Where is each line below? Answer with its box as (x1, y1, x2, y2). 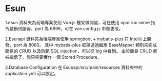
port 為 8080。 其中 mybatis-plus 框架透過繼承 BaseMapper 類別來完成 (13, 42, 157, 48)
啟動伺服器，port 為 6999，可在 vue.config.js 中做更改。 (9, 25, 123, 32)
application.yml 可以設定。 (5, 70, 59, 76)
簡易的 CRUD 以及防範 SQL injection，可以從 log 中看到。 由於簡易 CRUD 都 (5, 48, 158, 54)
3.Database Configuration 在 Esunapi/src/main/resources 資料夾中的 (5, 64, 143, 70)
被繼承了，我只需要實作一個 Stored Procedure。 (5, 54, 102, 60)
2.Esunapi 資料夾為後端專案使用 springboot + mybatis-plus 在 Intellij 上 (5, 36, 147, 42)
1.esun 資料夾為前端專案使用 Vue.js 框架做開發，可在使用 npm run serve (5, 19, 150, 25)
